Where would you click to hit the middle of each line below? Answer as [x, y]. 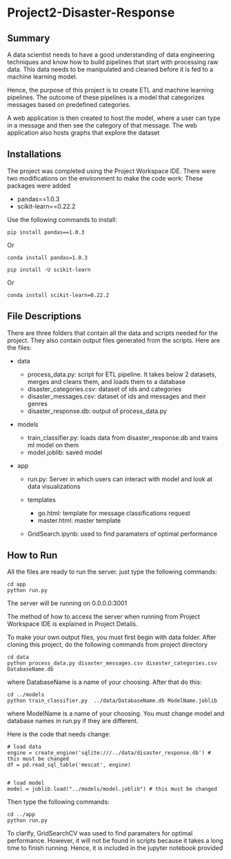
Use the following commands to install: [62, 219]
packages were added [39, 185]
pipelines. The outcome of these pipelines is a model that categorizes [106, 97]
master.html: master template [79, 520]
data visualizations [54, 486]
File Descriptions [44, 316]
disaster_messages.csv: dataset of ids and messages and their [117, 396]
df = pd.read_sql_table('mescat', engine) [69, 765]
